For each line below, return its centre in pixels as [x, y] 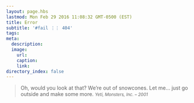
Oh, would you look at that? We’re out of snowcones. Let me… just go [104, 88]
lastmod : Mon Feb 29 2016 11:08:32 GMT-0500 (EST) [69, 17]
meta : [13, 39]
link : [23, 66]
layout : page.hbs [27, 11]
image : [19, 50]
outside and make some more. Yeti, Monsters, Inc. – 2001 [84, 94]
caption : [27, 60]
